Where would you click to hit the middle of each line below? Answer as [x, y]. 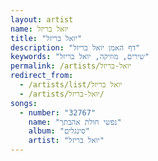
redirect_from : [42, 76]
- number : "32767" [58, 112]
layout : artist [42, 19]
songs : [24, 103]
